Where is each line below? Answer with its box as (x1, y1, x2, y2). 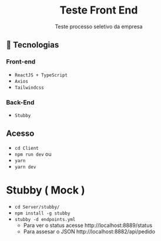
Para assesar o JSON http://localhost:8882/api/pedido (23, 227, 156, 235)
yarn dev (14, 164, 36, 170)
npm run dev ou (14, 150, 52, 158)
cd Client (14, 145, 39, 151)
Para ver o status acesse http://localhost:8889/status (23, 222, 153, 229)
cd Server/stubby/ (14, 204, 60, 210)
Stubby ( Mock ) (6, 183, 85, 197)
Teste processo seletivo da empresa (55, 23, 143, 30)
